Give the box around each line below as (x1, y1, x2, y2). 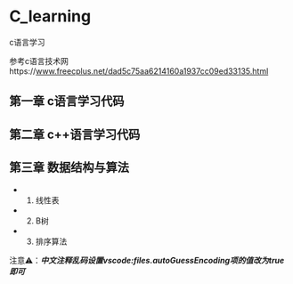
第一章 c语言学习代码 (9, 93, 125, 109)
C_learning (9, 6, 92, 27)
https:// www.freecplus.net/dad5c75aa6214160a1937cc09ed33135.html (9, 65, 269, 77)
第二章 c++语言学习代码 (9, 126, 141, 142)
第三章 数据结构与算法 (9, 160, 129, 175)
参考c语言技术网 (9, 55, 69, 66)
